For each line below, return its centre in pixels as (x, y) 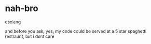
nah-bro (22, 8)
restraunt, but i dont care (30, 36)
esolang (13, 22)
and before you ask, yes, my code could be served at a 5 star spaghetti (76, 31)
